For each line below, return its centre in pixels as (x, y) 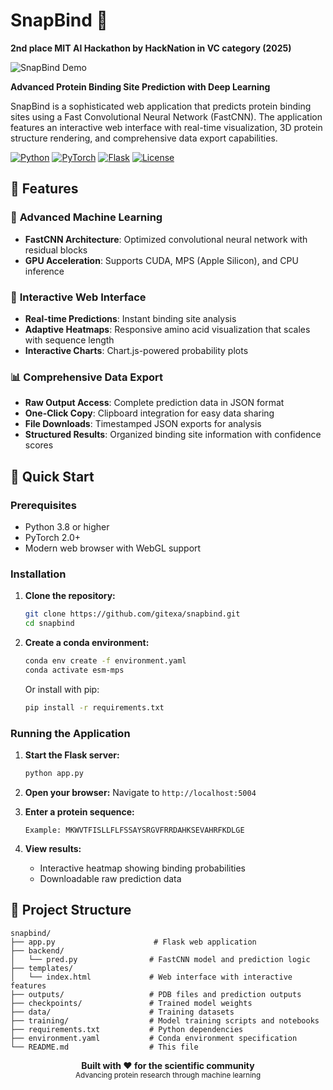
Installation (38, 574)
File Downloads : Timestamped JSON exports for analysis (143, 424)
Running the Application (70, 733)
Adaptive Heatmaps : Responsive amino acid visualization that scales (167, 329)
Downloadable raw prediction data (110, 878)
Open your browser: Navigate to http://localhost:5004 (140, 792)
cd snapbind (49, 624)
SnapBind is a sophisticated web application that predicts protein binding (161, 106)
